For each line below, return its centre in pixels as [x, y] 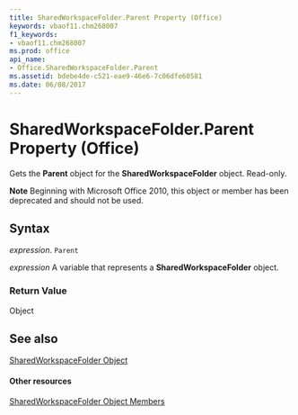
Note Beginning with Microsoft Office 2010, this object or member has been [149, 191]
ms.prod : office [39, 51]
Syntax [30, 228]
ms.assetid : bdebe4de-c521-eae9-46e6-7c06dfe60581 [106, 77]
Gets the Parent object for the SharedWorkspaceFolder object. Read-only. [148, 173]
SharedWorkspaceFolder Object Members [87, 401]
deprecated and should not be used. [76, 200]
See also [34, 339]
